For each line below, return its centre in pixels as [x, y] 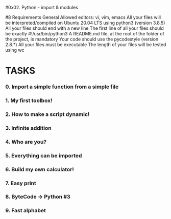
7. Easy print [21, 183]
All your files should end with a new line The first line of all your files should [85, 28]
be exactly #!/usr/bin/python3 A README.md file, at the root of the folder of [85, 34]
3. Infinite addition [29, 128]
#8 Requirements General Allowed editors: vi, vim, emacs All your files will [83, 17]
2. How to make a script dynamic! [47, 114]
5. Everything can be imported [44, 155]
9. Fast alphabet [26, 211]
